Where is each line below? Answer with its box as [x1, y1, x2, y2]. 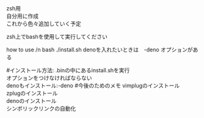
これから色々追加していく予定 [6, 20, 81, 27]
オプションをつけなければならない [6, 75, 92, 81]
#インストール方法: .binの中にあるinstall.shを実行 [6, 67, 130, 74]
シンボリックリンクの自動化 [6, 105, 76, 112]
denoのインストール [6, 97, 57, 105]
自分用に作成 [6, 12, 38, 20]
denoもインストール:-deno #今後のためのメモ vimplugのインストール [6, 82, 180, 89]
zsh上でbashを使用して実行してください [6, 33, 108, 40]
